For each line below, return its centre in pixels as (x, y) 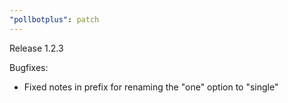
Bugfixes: (29, 67)
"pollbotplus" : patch (54, 19)
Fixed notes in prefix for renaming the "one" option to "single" (151, 87)
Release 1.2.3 (36, 48)
